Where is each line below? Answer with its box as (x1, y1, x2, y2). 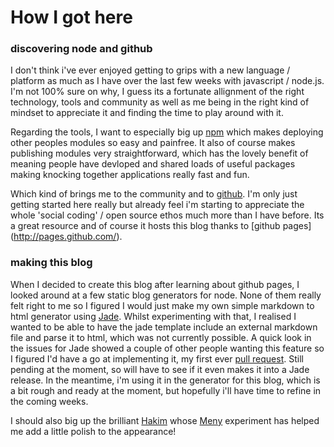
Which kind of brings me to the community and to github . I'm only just (10, 188, 298, 200)
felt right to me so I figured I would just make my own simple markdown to (10, 299, 315, 311)
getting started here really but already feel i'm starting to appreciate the (10, 199, 305, 211)
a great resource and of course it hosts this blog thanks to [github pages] (10, 220, 312, 232)
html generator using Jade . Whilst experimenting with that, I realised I (10, 310, 297, 322)
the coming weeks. (10, 395, 89, 407)
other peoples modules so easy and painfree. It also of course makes (10, 137, 296, 149)
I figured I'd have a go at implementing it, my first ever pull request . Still (10, 352, 304, 365)
